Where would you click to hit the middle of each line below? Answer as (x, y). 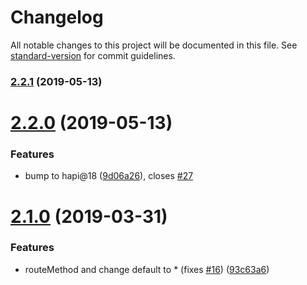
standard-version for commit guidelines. (93, 55)
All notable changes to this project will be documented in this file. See (154, 45)
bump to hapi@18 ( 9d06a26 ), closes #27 (109, 176)
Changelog (57, 17)
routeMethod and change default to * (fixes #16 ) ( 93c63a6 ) (147, 269)
